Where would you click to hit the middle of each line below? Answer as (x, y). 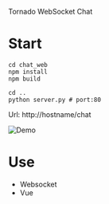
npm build (25, 79)
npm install (28, 72)
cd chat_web (28, 65)
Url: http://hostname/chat (50, 114)
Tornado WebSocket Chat (51, 12)
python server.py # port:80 (55, 100)
